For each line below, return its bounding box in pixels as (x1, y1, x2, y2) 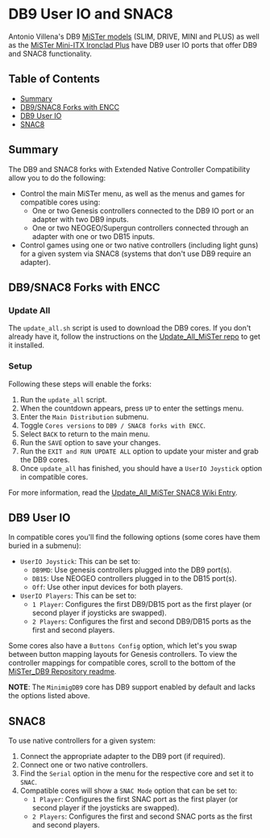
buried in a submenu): (8, 541, 82, 550)
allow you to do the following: (8, 173, 106, 183)
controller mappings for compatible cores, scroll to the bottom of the (8, 658, 236, 667)
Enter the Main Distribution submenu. (19, 411, 149, 421)
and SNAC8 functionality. (8, 48, 93, 58)
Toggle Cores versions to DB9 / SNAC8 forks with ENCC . (19, 420, 206, 430)
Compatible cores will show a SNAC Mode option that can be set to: (19, 785, 238, 796)
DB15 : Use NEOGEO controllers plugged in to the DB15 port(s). (31, 574, 237, 583)
